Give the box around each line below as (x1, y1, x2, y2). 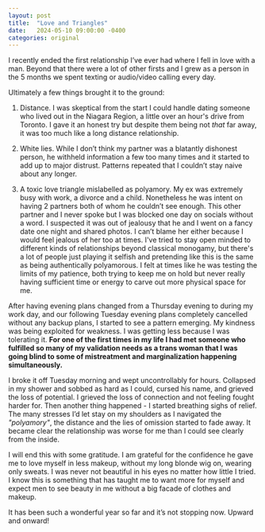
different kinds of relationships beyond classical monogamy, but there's (19, 244, 254, 253)
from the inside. (8, 434, 60, 445)
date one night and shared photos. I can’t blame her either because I (19, 227, 244, 237)
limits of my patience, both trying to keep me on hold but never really (19, 269, 246, 279)
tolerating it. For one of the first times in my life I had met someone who (8, 335, 246, 345)
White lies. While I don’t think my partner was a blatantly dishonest (19, 144, 238, 153)
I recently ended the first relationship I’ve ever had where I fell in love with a (8, 56, 255, 65)
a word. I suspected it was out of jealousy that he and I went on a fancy (19, 218, 253, 228)
